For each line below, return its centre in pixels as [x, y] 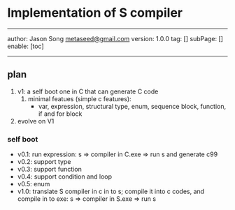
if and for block [60, 114]
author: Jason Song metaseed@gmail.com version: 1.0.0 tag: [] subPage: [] [115, 38]
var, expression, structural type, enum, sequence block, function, [132, 106]
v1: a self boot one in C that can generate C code [88, 91]
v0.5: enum [34, 184]
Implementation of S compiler [95, 13]
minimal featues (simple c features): [79, 98]
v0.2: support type [44, 162]
